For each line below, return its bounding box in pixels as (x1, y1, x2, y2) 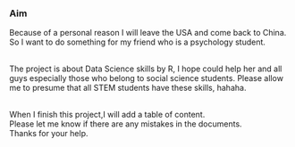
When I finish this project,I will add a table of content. (9, 110, 206, 120)
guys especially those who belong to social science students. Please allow (9, 73, 284, 84)
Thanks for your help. (9, 128, 88, 139)
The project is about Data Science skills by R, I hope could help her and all (9, 63, 282, 74)
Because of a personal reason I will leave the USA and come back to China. (9, 28, 287, 38)
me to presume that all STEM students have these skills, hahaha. (9, 83, 247, 94)
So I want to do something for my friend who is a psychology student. (9, 37, 266, 47)
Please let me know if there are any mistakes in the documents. (9, 118, 243, 129)
